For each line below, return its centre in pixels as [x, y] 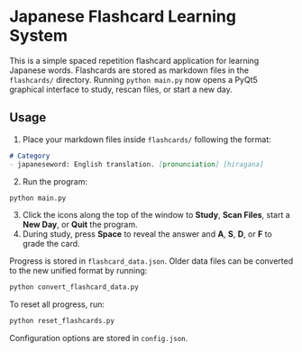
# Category [30, 156]
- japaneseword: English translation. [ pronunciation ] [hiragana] [137, 164]
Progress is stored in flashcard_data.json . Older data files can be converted [151, 261]
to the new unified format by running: [78, 271]
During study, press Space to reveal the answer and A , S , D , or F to [147, 234]
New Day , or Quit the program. [80, 225]
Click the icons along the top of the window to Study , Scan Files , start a [156, 215]
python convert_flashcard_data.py [74, 287]
